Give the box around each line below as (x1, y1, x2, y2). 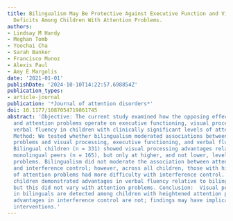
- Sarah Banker (7, 49, 51, 56)
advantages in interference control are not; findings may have (13, 197, 203, 204)
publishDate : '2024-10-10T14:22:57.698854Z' (7, 81, 138, 88)
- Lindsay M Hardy (7, 29, 60, 37)
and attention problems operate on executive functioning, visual (13, 119, 209, 127)
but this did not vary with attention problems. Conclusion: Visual (13, 184, 218, 191)
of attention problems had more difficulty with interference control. (13, 171, 225, 178)
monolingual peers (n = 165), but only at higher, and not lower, (13, 152, 209, 159)
